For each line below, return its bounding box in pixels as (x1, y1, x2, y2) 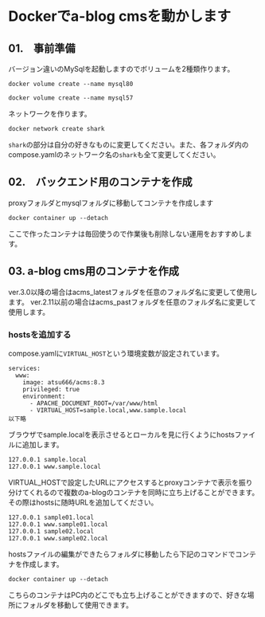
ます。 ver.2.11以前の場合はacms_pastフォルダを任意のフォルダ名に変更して (8, 297, 256, 307)
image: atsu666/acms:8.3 (22, 378, 105, 387)
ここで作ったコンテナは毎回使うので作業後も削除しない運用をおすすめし (8, 229, 245, 238)
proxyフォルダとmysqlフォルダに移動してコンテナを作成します (8, 198, 214, 207)
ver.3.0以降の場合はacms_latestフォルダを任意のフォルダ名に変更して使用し (8, 287, 258, 297)
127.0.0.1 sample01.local (8, 513, 94, 521)
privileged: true (22, 385, 80, 393)
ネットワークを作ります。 (8, 109, 92, 118)
